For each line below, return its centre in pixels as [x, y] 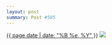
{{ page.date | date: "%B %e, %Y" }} [52, 35]
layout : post [23, 12]
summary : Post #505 [31, 17]
